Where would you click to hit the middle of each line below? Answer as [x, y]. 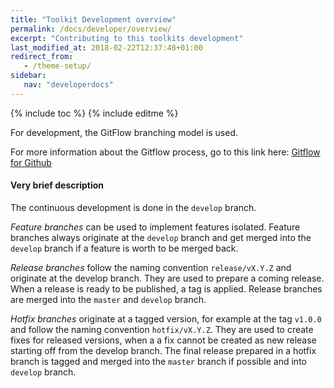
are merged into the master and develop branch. [108, 299]
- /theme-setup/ [57, 66]
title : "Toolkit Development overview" [93, 19]
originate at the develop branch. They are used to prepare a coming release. [167, 278]
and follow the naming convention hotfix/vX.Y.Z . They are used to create [162, 329]
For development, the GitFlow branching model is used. [124, 132]
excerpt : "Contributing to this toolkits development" [127, 38]
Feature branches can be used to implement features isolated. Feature [155, 227]
